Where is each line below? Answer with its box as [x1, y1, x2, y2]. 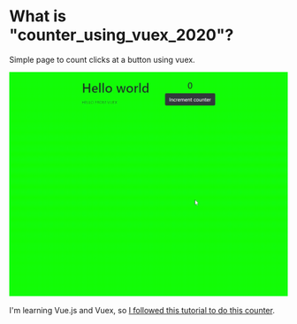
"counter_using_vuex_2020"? [9, 25, 234, 45]
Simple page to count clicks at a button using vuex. [9, 54, 196, 65]
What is [9, 6, 66, 27]
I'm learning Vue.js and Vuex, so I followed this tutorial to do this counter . [9, 305, 276, 315]
